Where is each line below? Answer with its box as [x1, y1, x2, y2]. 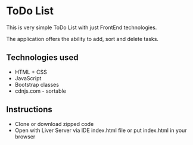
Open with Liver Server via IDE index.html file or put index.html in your [14, 127, 187, 134]
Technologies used [6, 52, 79, 63]
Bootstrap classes [14, 81, 60, 88]
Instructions [6, 105, 52, 115]
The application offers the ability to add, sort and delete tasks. [6, 35, 159, 42]
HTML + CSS [14, 68, 48, 75]
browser [14, 133, 36, 140]
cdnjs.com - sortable [14, 87, 67, 94]
